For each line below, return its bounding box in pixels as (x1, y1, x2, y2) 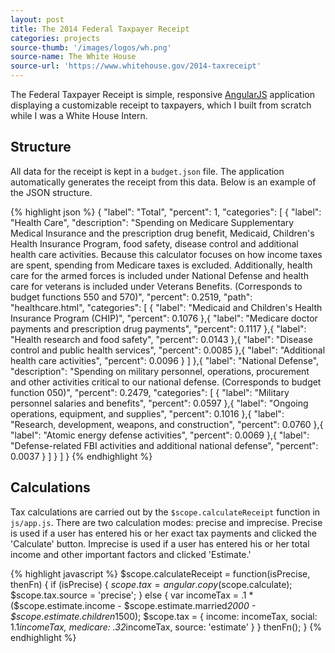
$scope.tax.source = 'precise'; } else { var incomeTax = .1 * (10, 589, 254, 601)
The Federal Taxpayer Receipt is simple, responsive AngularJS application (10, 89, 315, 100)
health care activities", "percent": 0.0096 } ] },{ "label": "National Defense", (10, 354, 320, 366)
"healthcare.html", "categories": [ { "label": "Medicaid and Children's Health (10, 301, 323, 313)
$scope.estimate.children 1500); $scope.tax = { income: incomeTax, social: (10, 610, 318, 622)
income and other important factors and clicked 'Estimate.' (10, 548, 252, 560)
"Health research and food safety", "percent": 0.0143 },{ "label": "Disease (10, 333, 313, 345)
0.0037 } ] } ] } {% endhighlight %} (10, 450, 153, 462)
